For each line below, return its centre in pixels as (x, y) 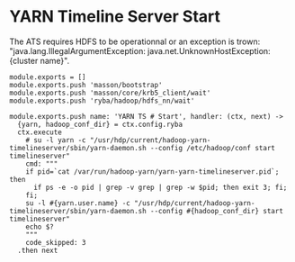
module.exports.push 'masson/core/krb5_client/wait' (110, 93)
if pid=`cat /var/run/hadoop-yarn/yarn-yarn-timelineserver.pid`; (152, 172)
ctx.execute (40, 132)
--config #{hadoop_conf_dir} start (216, 211)
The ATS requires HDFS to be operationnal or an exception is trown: (135, 41)
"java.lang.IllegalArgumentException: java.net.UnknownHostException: (140, 50)
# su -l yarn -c (56, 140)
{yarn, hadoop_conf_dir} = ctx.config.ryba (100, 124)
